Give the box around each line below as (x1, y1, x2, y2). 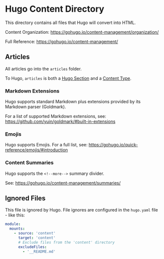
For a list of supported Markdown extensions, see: (5, 114, 107, 119)
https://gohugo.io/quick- (88, 142, 138, 148)
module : (5, 222, 21, 227)
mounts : (9, 226, 25, 231)
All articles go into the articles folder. (5, 66, 82, 71)
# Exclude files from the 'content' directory (18, 240, 115, 245)
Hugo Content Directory (5, 3, 104, 15)
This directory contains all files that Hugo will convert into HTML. (5, 20, 136, 25)
